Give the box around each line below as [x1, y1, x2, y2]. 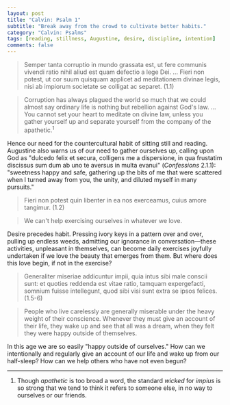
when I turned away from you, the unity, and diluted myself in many [7, 175, 197, 183]
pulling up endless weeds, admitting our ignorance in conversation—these [7, 237, 217, 245]
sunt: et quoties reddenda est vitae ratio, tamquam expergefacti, [23, 279, 205, 287]
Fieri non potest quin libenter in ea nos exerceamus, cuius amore [23, 196, 207, 204]
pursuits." [7, 183, 34, 191]
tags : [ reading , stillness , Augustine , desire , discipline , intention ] [7, 36, 216, 42]
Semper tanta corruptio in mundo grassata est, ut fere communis [23, 61, 207, 68]
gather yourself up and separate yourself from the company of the [23, 118, 212, 125]
